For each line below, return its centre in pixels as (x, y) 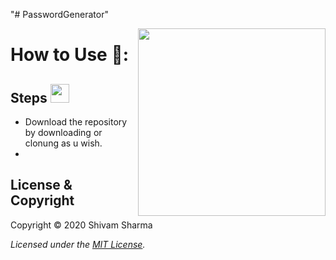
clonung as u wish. (63, 143)
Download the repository (76, 122)
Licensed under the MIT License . (78, 244)
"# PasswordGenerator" (59, 14)
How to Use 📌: (70, 55)
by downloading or (63, 132)
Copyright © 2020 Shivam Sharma (81, 225)
